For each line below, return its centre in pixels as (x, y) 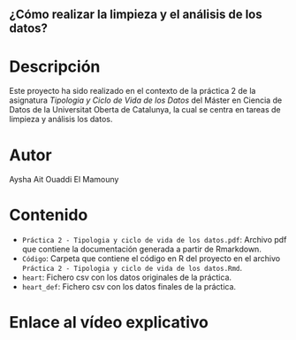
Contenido (49, 215)
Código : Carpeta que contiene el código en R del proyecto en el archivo (151, 259)
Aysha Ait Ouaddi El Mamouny (64, 180)
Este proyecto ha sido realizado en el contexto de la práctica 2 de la (133, 91)
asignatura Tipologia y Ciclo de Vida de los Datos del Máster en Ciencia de (146, 100)
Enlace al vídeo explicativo (109, 323)
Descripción (55, 66)
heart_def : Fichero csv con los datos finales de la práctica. (129, 287)
